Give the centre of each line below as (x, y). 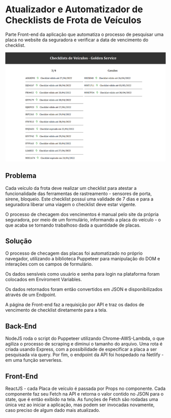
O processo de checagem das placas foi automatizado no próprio (74, 253)
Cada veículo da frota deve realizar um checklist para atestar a (71, 188)
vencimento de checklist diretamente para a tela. (56, 310)
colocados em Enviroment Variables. (44, 280)
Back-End (21, 326)
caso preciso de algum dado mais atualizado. (53, 410)
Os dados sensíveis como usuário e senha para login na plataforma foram (83, 274)
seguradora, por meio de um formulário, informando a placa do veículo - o (83, 219)
